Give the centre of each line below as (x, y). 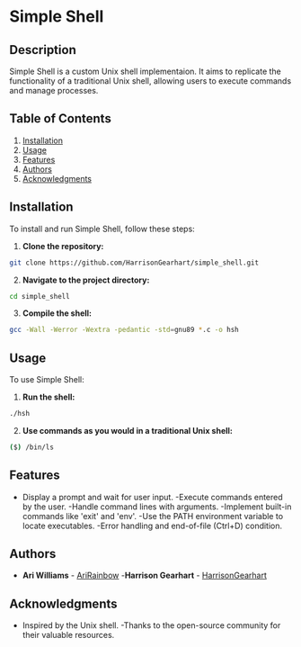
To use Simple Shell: (47, 380)
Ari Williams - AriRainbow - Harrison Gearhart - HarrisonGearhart (145, 575)
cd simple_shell (40, 296)
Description (43, 50)
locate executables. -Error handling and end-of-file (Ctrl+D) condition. (152, 526)
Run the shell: (49, 397)
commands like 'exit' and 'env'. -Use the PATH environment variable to (153, 516)
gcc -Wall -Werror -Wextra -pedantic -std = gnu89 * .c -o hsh (124, 330)
